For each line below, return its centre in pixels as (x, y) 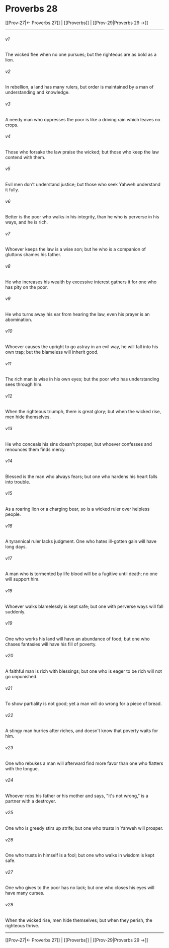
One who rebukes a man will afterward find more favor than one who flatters (84, 763)
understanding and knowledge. (37, 92)
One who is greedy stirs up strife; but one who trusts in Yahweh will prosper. (84, 828)
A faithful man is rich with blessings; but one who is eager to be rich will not (84, 671)
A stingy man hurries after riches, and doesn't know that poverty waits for (82, 731)
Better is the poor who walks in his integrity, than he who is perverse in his (82, 217)
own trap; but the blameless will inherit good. (52, 352)
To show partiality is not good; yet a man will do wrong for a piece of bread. (83, 704)
